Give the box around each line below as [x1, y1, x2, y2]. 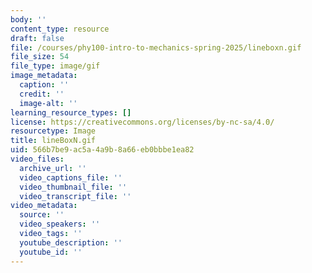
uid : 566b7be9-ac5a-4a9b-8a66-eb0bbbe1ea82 [10, 145, 195, 155]
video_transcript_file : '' [19, 191, 132, 201]
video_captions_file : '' [19, 172, 123, 183]
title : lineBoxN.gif [10, 136, 97, 146]
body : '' [10, 14, 47, 25]
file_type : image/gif [10, 61, 101, 71]
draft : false [10, 33, 65, 43]
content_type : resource [10, 24, 110, 34]
